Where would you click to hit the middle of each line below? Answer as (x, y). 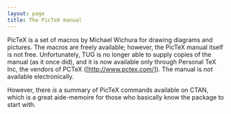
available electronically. (41, 76)
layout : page (26, 13)
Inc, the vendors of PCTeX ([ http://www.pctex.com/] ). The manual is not (110, 69)
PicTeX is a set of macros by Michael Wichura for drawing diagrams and (110, 39)
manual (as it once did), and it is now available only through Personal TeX (112, 61)
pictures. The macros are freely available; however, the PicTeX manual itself (115, 47)
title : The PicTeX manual (44, 20)
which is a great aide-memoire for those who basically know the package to (115, 97)
